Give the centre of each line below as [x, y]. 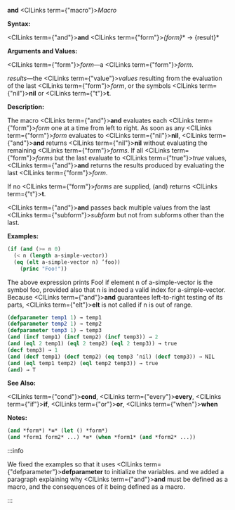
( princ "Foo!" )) [44, 269]
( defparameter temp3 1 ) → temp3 [54, 331]
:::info [15, 451]
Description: [26, 107]
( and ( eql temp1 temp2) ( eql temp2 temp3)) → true [83, 363]
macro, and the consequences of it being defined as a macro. [96, 487]
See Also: [22, 383]
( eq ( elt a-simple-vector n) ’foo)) [67, 262]
